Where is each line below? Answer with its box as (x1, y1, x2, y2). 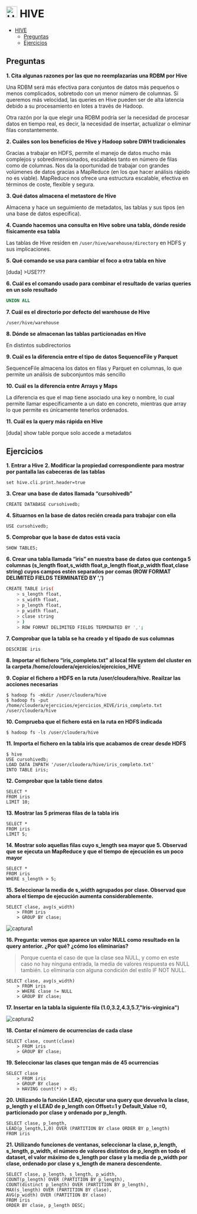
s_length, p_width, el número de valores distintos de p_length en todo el (6, 1148, 186, 1155)
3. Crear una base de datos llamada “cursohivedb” (6, 490, 133, 497)
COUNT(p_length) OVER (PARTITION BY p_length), (6, 1177, 126, 1183)
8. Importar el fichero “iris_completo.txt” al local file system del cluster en (6, 657, 192, 664)
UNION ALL (6, 298, 31, 303)
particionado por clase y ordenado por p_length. (6, 1109, 127, 1116)
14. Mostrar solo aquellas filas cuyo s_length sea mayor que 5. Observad (6, 842, 188, 849)
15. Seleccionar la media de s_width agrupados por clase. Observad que (6, 886, 186, 893)
